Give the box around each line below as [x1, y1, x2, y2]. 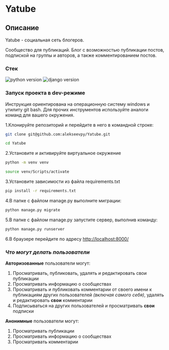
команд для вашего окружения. [5, 112, 75, 118]
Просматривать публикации [12, 328, 75, 334]
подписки [12, 308, 34, 314]
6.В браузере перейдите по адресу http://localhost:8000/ [5, 236, 129, 242]
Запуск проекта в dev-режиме [5, 89, 86, 97]
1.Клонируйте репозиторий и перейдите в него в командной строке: [5, 122, 154, 128]
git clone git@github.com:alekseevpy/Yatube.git [5, 131, 110, 137]
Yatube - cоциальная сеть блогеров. [5, 37, 84, 43]
